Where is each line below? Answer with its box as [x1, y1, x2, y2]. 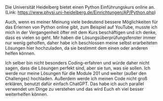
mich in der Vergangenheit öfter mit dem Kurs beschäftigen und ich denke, [5, 30, 157, 35]
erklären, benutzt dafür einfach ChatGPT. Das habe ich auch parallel [5, 81, 144, 87]
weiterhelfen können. [5, 91, 48, 97]
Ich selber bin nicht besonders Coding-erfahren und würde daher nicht [5, 60, 150, 66]
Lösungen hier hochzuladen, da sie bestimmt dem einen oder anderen [5, 45, 148, 51]
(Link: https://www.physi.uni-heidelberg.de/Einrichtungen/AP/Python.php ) [5, 9, 156, 15]
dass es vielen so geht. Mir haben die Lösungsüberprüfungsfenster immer [5, 34, 156, 40]
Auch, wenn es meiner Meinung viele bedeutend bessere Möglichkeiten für [5, 19, 158, 25]
